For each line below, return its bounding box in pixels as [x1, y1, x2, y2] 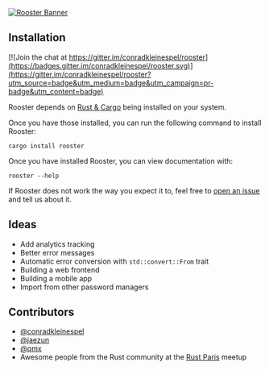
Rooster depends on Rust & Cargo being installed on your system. [8, 102, 227, 112]
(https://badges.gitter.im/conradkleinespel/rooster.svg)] [8, 60, 193, 70]
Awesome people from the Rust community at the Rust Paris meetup [19, 352, 247, 362]
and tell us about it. [8, 194, 72, 204]
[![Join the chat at [8, 52, 68, 62]
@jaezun [19, 335, 50, 345]
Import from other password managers [19, 282, 149, 292]
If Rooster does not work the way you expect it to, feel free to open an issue [8, 185, 260, 195]
